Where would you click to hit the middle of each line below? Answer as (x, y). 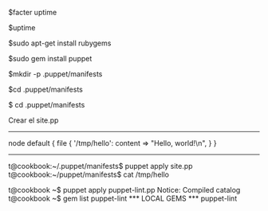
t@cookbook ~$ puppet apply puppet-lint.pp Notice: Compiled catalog (124, 190)
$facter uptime (33, 12)
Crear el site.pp (33, 120)
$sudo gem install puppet (50, 59)
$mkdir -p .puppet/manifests (55, 74)
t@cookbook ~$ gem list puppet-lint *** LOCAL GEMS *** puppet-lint (123, 198)
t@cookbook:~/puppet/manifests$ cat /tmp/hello (89, 174)
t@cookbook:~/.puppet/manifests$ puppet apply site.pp (100, 166)
